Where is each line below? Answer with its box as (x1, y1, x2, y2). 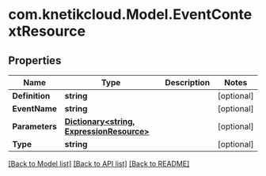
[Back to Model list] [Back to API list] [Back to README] (8, 159, 190, 168)
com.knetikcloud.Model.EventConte (8, 6, 253, 24)
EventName (12, 103, 58, 114)
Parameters (12, 121, 57, 132)
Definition (12, 91, 51, 101)
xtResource (8, 22, 85, 40)
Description (165, 77, 211, 88)
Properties (8, 54, 62, 67)
